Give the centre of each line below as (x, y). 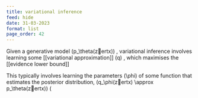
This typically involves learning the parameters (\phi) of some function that (99, 76)
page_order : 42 (25, 34)
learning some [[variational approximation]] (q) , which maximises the (93, 58)
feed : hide (20, 17)
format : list (23, 29)
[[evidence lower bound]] (38, 64)
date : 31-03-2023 (28, 23)
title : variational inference (44, 12)
